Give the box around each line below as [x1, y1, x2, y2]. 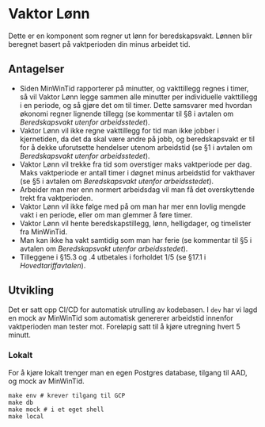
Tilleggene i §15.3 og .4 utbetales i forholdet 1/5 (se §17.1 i [19, 252, 206, 262]
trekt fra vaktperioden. [19, 193, 93, 202]
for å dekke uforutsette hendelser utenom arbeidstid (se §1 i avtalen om [19, 142, 253, 152]
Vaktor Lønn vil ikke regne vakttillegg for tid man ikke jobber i [19, 125, 219, 135]
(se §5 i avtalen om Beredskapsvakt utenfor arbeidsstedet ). [19, 176, 214, 186]
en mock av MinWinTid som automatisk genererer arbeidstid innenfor [8, 313, 233, 322]
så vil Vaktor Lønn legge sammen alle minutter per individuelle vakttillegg [19, 92, 258, 102]
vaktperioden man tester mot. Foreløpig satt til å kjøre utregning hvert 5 [8, 321, 241, 331]
